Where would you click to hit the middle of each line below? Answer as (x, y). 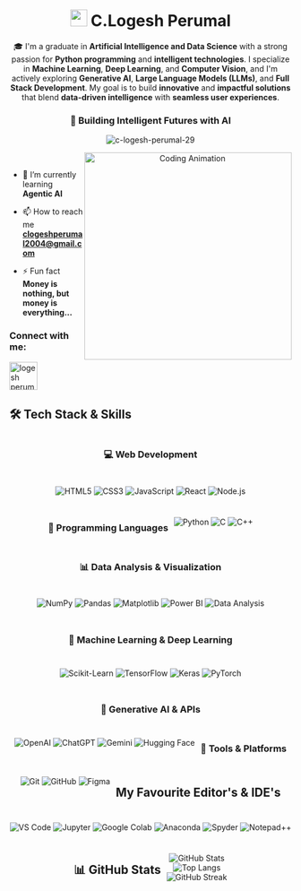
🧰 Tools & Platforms (243, 748)
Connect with (39, 336)
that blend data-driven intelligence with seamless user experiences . (150, 97)
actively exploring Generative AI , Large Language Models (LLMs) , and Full (150, 78)
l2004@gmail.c (52, 244)
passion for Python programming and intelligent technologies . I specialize (150, 59)
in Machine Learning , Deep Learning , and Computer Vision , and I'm (150, 68)
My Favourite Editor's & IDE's (198, 792)
